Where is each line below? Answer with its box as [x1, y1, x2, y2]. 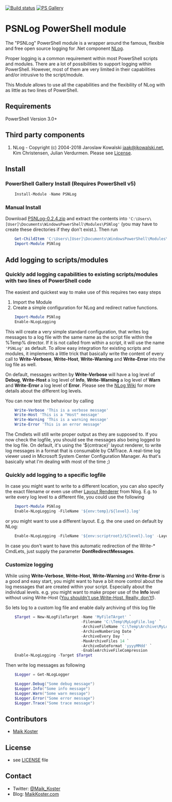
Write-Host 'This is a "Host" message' [14, 412, 100, 418]
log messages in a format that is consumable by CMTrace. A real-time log [5, 448, 161, 454]
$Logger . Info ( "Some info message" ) [14, 686, 91, 691]
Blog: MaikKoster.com [12, 791, 59, 797]
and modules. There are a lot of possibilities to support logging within [5, 61, 152, 67]
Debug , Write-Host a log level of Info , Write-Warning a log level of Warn [5, 377, 160, 383]
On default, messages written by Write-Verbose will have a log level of [5, 371, 155, 378]
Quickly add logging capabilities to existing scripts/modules [5, 271, 158, 278]
